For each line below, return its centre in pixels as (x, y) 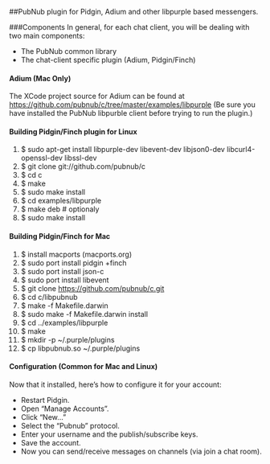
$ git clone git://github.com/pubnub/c (83, 166)
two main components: (47, 36)
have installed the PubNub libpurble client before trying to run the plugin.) (131, 113)
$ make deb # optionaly (60, 209)
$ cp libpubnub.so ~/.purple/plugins (80, 348)
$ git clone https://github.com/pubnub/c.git (92, 288)
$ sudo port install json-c (62, 271)
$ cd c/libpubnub (49, 297)
